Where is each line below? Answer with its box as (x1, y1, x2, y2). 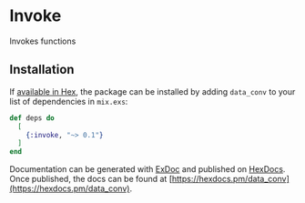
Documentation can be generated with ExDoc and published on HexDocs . (9, 164, 286, 175)
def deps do (9, 113, 55, 123)
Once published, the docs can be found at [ (9, 174, 173, 185)
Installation (9, 62, 75, 77)
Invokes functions (9, 36, 76, 46)
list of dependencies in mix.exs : (9, 96, 128, 107)
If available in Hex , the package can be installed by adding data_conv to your (9, 86, 296, 96)
